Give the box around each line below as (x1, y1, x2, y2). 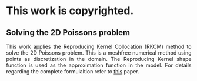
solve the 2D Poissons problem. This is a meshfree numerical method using (6, 49, 192, 56)
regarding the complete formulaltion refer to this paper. (6, 68, 139, 75)
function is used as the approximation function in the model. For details (6, 62, 192, 69)
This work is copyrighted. (6, 4, 134, 18)
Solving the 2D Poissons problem (6, 28, 131, 38)
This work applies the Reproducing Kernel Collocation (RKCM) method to (6, 43, 192, 50)
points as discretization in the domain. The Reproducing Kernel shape (6, 56, 192, 62)
